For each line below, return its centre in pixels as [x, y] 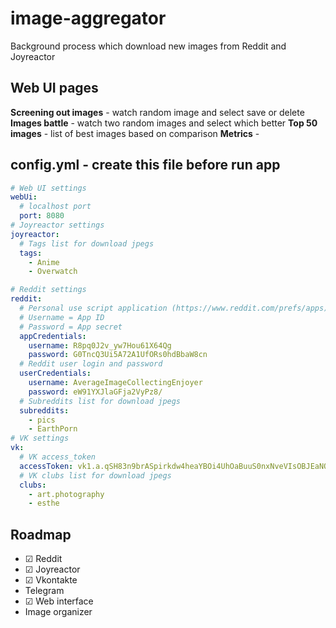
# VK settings [40, 438]
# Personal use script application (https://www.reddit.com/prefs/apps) [174, 308]
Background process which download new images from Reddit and [148, 46]
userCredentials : [55, 373]
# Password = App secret [71, 327]
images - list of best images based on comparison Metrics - [135, 133]
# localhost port [55, 207]
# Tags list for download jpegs [87, 243]
